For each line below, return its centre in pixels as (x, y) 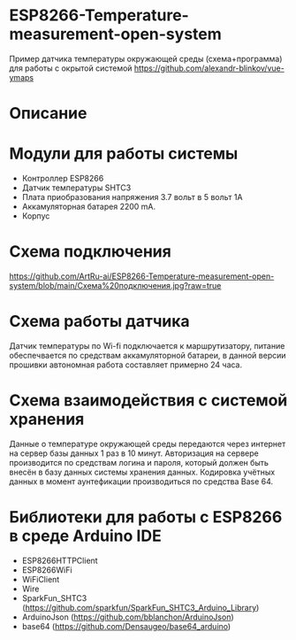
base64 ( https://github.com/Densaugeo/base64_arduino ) (126, 626)
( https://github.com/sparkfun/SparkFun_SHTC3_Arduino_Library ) (140, 607)
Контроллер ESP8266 (63, 179)
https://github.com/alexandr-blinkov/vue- (209, 68)
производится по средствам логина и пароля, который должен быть (139, 462)
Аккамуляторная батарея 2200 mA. (89, 207)
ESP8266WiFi (47, 570)
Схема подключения (91, 252)
